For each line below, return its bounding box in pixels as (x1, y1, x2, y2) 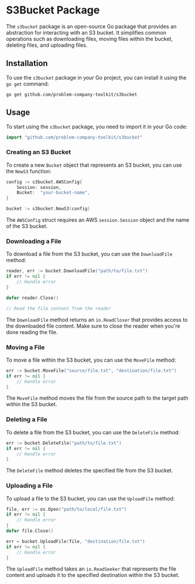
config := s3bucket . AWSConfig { (6, 179, 83, 185)
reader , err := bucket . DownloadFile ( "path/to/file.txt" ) (6, 268, 148, 274)
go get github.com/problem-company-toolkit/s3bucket (6, 91, 138, 97)
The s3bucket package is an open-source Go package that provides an (6, 23, 177, 30)
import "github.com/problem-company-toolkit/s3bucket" (6, 134, 143, 140)
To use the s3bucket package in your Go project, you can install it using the (6, 74, 187, 81)
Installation (6, 59, 48, 68)
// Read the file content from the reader (6, 305, 111, 311)
